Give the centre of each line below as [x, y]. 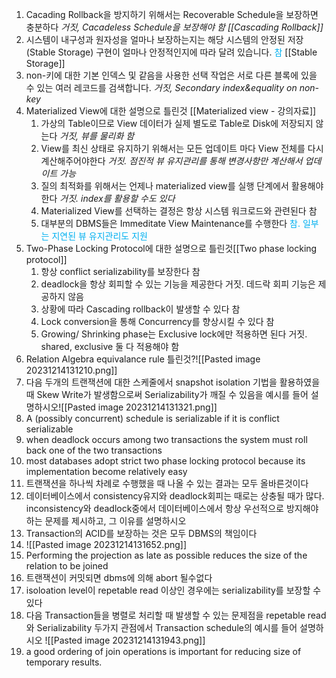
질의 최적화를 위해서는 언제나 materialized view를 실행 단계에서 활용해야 [182, 186]
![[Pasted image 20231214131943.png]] [125, 640]
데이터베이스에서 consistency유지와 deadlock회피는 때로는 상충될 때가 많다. [175, 496]
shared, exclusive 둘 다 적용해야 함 [110, 346]
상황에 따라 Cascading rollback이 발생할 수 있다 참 [140, 309]
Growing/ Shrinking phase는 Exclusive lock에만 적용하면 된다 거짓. [174, 334]
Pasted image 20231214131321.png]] [142, 407]
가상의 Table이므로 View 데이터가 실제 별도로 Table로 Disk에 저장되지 [177, 123]
